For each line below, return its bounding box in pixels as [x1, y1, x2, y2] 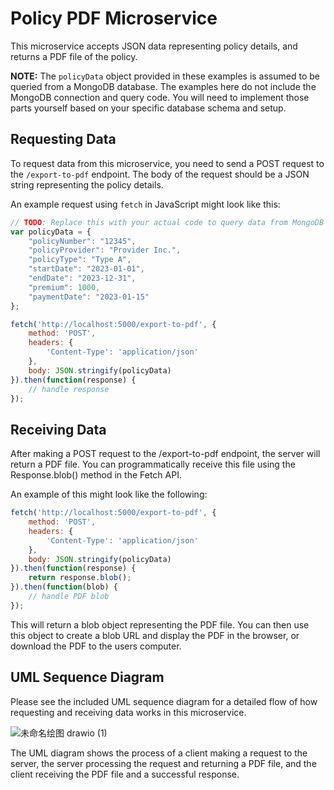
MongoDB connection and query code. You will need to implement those [10, 91, 310, 103]
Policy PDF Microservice [10, 7, 218, 30]
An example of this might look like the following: [10, 488, 208, 501]
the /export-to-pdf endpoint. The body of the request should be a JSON [10, 168, 310, 180]
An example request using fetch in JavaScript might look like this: [10, 198, 281, 210]
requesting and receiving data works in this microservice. [10, 706, 247, 718]
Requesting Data [10, 131, 117, 148]
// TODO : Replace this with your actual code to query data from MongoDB [10, 217, 325, 227]
